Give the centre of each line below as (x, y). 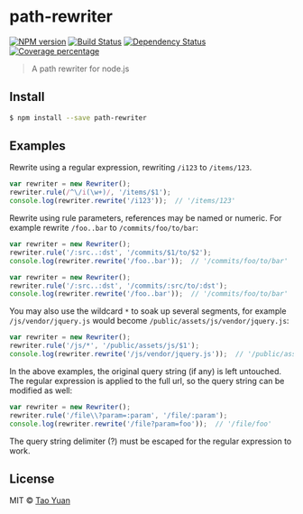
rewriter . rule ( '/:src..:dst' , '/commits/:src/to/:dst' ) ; (119, 286)
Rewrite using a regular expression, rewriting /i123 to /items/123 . (131, 168)
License (32, 478)
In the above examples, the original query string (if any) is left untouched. (146, 371)
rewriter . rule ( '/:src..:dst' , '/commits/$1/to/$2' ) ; (110, 252)
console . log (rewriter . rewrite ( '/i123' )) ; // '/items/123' (123, 201)
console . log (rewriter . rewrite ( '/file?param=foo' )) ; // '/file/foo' (141, 424)
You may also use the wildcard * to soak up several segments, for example (148, 311)
